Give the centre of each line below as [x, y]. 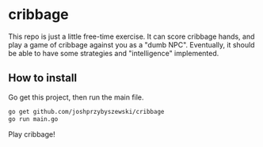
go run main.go [33, 119]
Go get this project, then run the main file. [76, 97]
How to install [43, 78]
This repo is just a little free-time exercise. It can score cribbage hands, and [131, 36]
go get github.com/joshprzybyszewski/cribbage [86, 111]
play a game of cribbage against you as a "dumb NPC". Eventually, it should [131, 44]
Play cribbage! [32, 134]
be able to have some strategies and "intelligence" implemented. [114, 53]
